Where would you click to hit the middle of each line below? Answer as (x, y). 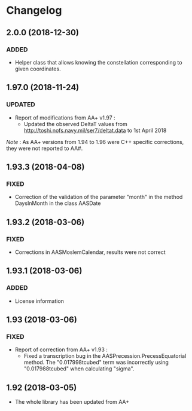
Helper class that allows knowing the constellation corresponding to (98, 62)
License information (39, 301)
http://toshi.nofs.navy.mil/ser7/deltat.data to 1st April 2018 (95, 130)
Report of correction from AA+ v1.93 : (61, 349)
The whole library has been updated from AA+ (72, 402)
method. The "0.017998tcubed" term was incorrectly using (96, 363)
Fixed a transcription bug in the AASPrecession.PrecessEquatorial (105, 356)
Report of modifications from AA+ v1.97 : (65, 118)
